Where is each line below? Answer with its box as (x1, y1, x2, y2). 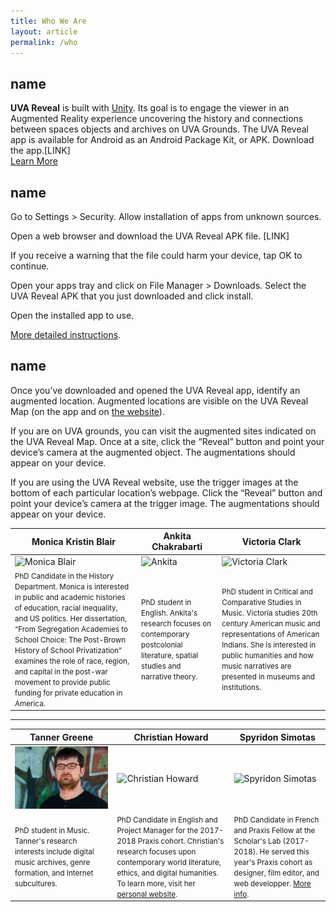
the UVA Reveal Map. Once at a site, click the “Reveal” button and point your (10, 435, 325, 447)
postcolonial (141, 640, 183, 650)
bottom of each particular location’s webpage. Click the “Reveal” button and (10, 486, 323, 499)
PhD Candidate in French (233, 815, 320, 825)
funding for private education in (14, 688, 123, 698)
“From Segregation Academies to (14, 624, 129, 634)
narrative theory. (141, 672, 198, 682)
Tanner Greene (29, 731, 94, 743)
